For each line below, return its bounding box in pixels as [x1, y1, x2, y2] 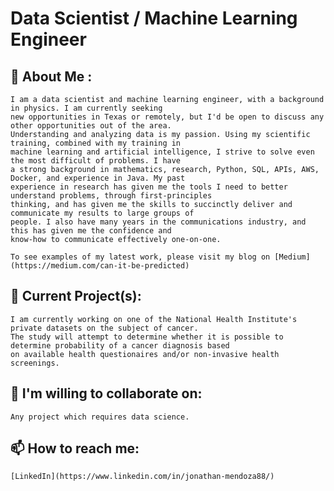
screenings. [10, 358, 60, 368]
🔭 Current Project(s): [10, 288, 142, 305]
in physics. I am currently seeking [10, 103, 163, 113]
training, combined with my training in [10, 138, 182, 148]
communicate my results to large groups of [10, 208, 195, 218]
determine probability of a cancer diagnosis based [10, 340, 230, 351]
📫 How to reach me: [10, 440, 140, 457]
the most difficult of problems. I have [10, 156, 182, 166]
